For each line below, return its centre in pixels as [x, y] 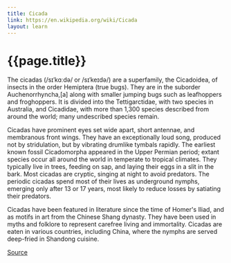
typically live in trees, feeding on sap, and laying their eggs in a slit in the [111, 167]
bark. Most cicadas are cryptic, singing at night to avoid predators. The [108, 174]
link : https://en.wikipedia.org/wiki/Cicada [72, 20]
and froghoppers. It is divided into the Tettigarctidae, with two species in [110, 102]
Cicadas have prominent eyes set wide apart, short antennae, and [101, 130]
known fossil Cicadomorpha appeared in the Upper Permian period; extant [113, 152]
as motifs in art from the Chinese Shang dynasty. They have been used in [112, 217]
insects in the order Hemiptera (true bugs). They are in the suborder [104, 87]
